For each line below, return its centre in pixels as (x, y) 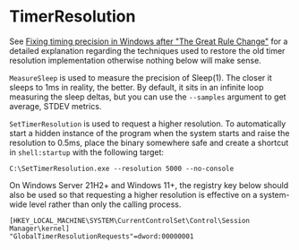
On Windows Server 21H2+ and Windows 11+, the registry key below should (149, 185)
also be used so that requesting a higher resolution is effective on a (133, 194)
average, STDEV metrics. (56, 106)
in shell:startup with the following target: (86, 152)
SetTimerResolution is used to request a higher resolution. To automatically (148, 124)
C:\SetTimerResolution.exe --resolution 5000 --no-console (122, 168)
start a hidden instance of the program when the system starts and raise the (149, 133)
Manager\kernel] (39, 228)
